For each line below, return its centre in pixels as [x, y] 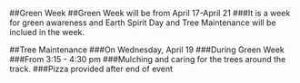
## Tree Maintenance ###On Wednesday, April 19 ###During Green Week [147, 50]
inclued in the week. [47, 32]
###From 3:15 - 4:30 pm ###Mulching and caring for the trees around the [148, 59]
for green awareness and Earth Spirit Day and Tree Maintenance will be [143, 23]
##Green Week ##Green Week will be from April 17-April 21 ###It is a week [150, 13]
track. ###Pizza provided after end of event [91, 69]
